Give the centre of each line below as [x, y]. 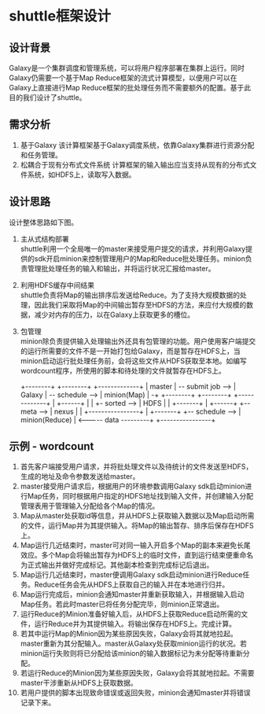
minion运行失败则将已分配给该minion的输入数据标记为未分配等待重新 [131, 653]
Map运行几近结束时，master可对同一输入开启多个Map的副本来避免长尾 [135, 545]
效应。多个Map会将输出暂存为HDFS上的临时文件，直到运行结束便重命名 [137, 555]
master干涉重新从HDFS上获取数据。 [79, 683]
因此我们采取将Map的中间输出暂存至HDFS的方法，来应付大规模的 [140, 304]
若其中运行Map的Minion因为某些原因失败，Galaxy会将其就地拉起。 [129, 634]
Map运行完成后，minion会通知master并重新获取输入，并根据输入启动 [132, 594]
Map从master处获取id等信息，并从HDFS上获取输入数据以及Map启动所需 [137, 516]
